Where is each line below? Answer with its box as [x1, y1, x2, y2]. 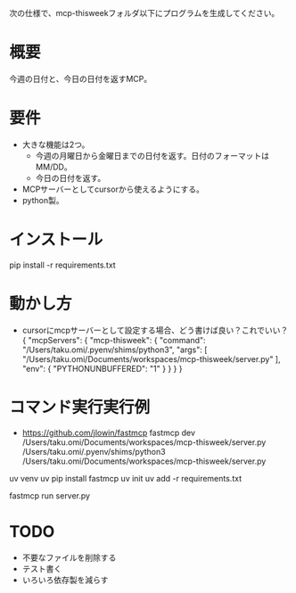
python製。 [21, 194, 64, 205]
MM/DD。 [35, 161, 73, 172]
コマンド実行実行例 [9, 397, 151, 417]
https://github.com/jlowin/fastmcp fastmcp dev [21, 427, 196, 438]
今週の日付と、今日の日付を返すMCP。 [9, 73, 152, 84]
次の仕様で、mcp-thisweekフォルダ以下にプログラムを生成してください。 [9, 8, 280, 18]
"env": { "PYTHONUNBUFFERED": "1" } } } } [21, 363, 183, 374]
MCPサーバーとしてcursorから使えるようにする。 [21, 184, 205, 194]
